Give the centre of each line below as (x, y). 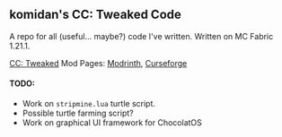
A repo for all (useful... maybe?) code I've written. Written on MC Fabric (141, 36)
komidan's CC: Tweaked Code (96, 15)
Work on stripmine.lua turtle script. (88, 104)
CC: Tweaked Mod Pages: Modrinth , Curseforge (98, 63)
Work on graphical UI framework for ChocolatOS (112, 123)
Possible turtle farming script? (78, 113)
